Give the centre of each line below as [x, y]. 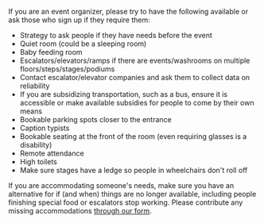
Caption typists [45, 128]
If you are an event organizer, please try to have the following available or [128, 12]
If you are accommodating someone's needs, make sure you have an [121, 185]
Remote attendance [52, 153]
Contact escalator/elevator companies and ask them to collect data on [135, 77]
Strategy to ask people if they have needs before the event [116, 35]
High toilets [39, 161]
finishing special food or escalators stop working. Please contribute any [126, 202]
